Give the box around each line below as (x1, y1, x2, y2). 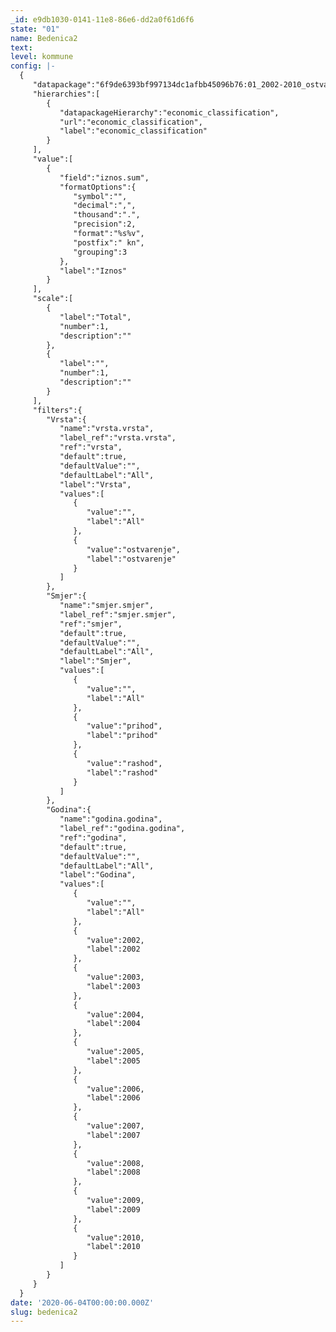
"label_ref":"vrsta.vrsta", (59, 433, 177, 443)
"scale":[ (32, 294, 74, 304)
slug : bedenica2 (10, 1307, 78, 1317)
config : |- (10, 61, 56, 71)
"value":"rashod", (86, 758, 163, 768)
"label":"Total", (59, 312, 132, 322)
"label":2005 (86, 1056, 141, 1066)
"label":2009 (86, 1204, 141, 1215)
